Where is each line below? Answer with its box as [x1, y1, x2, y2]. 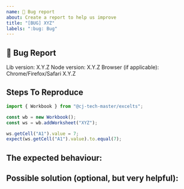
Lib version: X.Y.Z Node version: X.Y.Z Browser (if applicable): [6, 64, 159, 71]
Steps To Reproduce [6, 88, 84, 98]
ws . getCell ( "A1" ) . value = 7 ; [6, 130, 79, 137]
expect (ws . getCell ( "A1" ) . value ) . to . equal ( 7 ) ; [6, 136, 122, 142]
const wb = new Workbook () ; [6, 114, 77, 120]
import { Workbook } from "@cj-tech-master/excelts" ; [6, 103, 144, 109]
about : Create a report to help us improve [6, 14, 117, 20]
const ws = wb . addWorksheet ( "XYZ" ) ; [6, 119, 98, 126]
